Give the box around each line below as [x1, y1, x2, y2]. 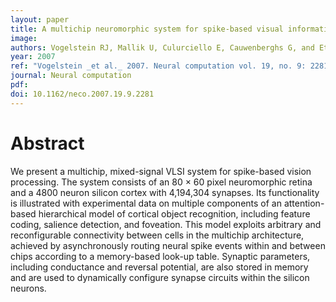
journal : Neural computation [10, 71, 132, 81]
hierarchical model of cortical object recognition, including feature [38, 207, 311, 220]
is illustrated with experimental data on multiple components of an [10, 197, 282, 209]
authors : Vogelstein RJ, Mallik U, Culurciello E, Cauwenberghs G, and [10, 42, 315, 53]
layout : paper [10, 14, 70, 25]
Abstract [10, 132, 85, 155]
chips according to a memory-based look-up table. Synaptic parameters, [10, 250, 311, 262]
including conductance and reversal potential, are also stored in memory [10, 261, 309, 273]
